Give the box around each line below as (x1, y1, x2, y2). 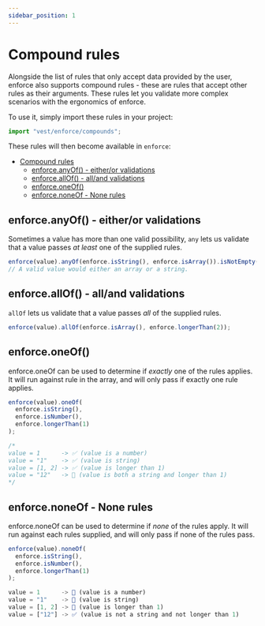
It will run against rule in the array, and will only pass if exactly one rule (8, 374, 238, 384)
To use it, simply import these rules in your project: (8, 112, 174, 122)
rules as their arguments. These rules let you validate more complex (8, 88, 229, 98)
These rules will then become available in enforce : (8, 141, 171, 151)
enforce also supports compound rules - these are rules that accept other (8, 80, 248, 89)
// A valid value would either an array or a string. (8, 265, 189, 273)
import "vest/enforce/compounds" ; (8, 127, 122, 135)
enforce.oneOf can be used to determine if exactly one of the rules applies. (8, 366, 253, 376)
